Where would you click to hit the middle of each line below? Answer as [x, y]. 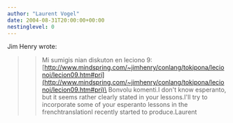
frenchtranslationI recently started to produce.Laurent [119, 112]
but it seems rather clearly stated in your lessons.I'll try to [125, 97]
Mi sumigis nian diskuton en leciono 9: [97, 60]
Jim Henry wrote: [32, 47]
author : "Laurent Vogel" [43, 14]
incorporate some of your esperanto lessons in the [115, 105]
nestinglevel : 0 [31, 27]
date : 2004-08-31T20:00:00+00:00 [56, 20]
